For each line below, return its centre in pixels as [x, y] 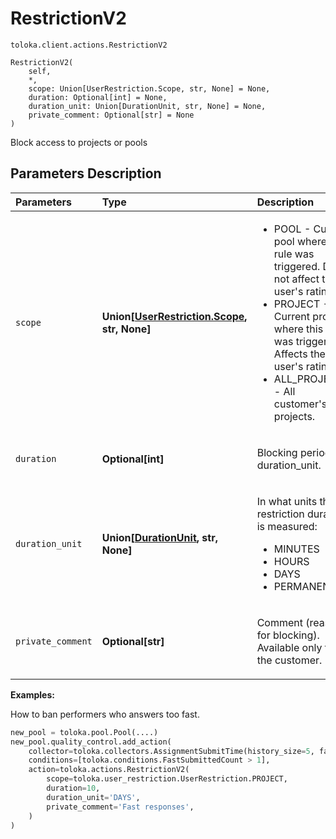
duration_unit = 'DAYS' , [93, 797]
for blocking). [288, 635]
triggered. [297, 266]
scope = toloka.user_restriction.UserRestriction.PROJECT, [167, 779]
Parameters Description [86, 173]
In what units [287, 501]
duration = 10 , [73, 788]
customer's [300, 404]
